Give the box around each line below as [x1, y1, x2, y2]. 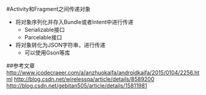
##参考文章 [6, 62, 35, 69]
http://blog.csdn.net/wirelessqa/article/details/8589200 [13, 75, 154, 83]
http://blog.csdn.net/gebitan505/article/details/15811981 [6, 82, 147, 89]
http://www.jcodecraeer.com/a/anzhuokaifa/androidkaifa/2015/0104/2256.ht [6, 69, 200, 76]
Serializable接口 [24, 26, 65, 33]
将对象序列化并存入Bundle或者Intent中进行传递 [15, 18, 134, 26]
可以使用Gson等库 [24, 49, 71, 56]
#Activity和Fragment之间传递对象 [6, 6, 91, 12]
